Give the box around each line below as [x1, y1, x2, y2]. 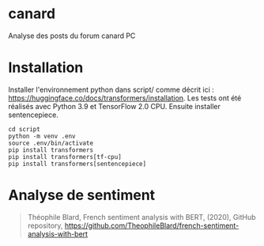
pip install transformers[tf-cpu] [8, 153, 123, 161]
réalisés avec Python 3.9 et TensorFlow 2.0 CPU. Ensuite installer [8, 101, 221, 111]
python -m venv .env [8, 132, 77, 140]
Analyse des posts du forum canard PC [8, 31, 136, 40]
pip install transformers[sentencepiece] [8, 160, 147, 168]
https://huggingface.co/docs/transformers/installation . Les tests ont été [8, 93, 242, 103]
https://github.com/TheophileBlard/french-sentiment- [64, 221, 239, 230]
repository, [27, 221, 63, 230]
